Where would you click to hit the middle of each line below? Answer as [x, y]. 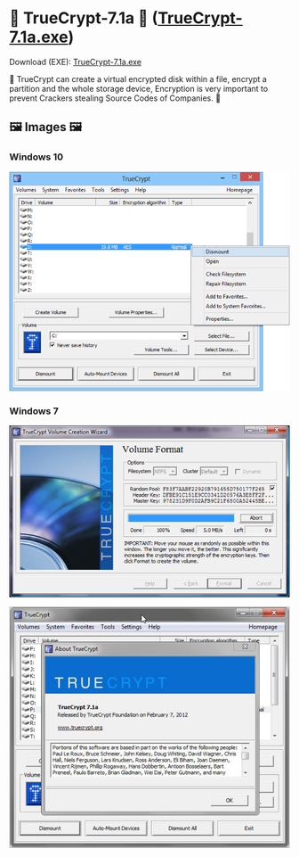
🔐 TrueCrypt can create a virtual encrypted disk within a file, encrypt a [138, 78]
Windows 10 [36, 157]
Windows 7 [34, 411]
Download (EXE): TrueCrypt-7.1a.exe [76, 62]
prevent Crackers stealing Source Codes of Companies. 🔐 [115, 98]
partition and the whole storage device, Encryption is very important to [139, 88]
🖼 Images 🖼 [46, 127]
